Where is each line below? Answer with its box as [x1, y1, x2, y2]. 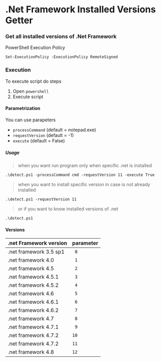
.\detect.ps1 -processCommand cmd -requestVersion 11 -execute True [5, 172, 155, 177]
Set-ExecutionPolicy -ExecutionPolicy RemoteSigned [5, 55, 118, 60]
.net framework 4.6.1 [8, 298, 59, 305]
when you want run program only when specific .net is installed [17, 162, 152, 168]
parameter [72, 240, 98, 247]
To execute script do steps [5, 78, 62, 84]
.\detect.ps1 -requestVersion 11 [5, 196, 77, 202]
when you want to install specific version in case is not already [17, 181, 150, 187]
